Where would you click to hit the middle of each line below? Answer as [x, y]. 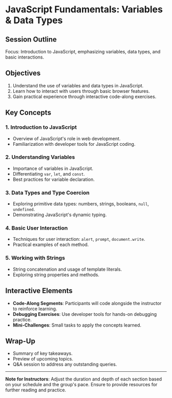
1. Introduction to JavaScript [41, 127]
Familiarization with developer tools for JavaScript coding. [74, 144]
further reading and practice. [36, 390]
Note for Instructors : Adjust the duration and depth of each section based [84, 379]
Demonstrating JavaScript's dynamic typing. [60, 215]
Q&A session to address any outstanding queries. [65, 364]
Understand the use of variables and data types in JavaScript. [78, 85]
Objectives [23, 73]
